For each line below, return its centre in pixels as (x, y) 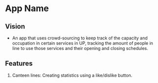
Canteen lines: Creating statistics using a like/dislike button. (72, 75)
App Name (27, 8)
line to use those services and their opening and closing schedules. (80, 48)
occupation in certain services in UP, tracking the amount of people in (82, 43)
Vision (15, 26)
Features (19, 64)
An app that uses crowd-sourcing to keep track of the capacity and (80, 38)
